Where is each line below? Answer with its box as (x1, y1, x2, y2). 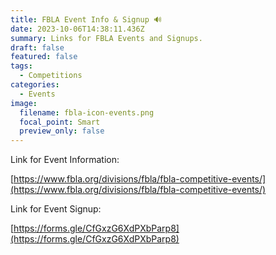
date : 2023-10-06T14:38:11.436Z (10, 24, 145, 34)
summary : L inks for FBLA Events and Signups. (10, 33, 203, 43)
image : (10, 98, 38, 108)
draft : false (10, 42, 65, 53)
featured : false (10, 52, 78, 62)
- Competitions (19, 71, 83, 81)
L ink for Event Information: (10, 154, 120, 166)
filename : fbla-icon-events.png (19, 107, 155, 118)
